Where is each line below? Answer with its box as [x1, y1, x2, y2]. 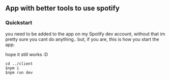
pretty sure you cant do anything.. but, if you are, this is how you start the [5, 36, 159, 42]
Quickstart [5, 19, 33, 26]
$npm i [5, 65, 19, 70]
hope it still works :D [5, 51, 48, 57]
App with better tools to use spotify [5, 4, 120, 13]
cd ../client [5, 61, 33, 66]
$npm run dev [5, 70, 33, 75]
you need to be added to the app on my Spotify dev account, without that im [5, 30, 165, 37]
